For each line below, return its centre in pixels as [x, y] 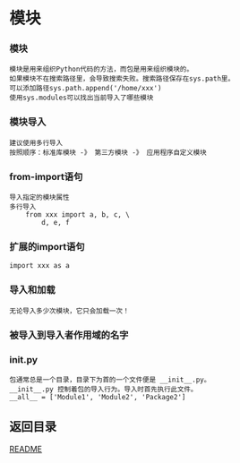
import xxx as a [39, 266]
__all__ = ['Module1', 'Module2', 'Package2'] [98, 397]
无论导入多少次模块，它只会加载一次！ [69, 311]
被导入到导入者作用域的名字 [69, 335]
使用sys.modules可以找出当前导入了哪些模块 [81, 98]
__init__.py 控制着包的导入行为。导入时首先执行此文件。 [103, 389]
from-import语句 [46, 176]
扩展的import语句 [47, 247]
